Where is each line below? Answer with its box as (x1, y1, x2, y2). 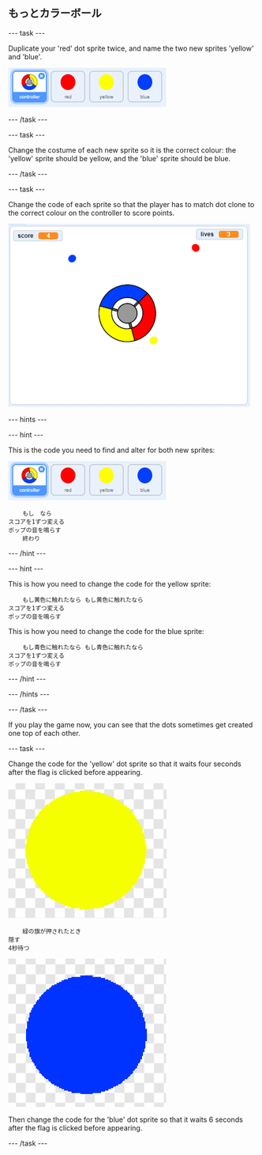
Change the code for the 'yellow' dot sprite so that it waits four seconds (8, 759, 242, 768)
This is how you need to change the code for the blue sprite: (8, 626, 204, 636)
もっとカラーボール (8, 6, 102, 21)
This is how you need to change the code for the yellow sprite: (8, 579, 211, 588)
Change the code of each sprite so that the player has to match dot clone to (8, 199, 255, 209)
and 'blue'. (8, 51, 43, 61)
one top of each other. (8, 728, 80, 738)
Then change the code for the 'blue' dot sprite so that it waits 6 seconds (8, 1115, 243, 1124)
